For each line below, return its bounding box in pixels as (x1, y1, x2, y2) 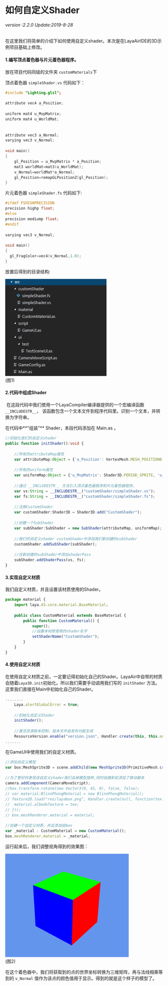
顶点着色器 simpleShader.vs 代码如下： (5, 79, 85, 85)
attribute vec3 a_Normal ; (5, 133, 59, 138)
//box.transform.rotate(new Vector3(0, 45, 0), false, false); (5, 786, 140, 791)
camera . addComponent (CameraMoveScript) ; (5, 781, 91, 786)
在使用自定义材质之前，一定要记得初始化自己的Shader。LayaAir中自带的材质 (5, 674, 162, 680)
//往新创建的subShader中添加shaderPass (14, 552, 91, 558)
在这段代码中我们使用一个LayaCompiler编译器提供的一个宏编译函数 (6, 402, 144, 408)
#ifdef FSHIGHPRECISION (5, 200, 55, 206)
